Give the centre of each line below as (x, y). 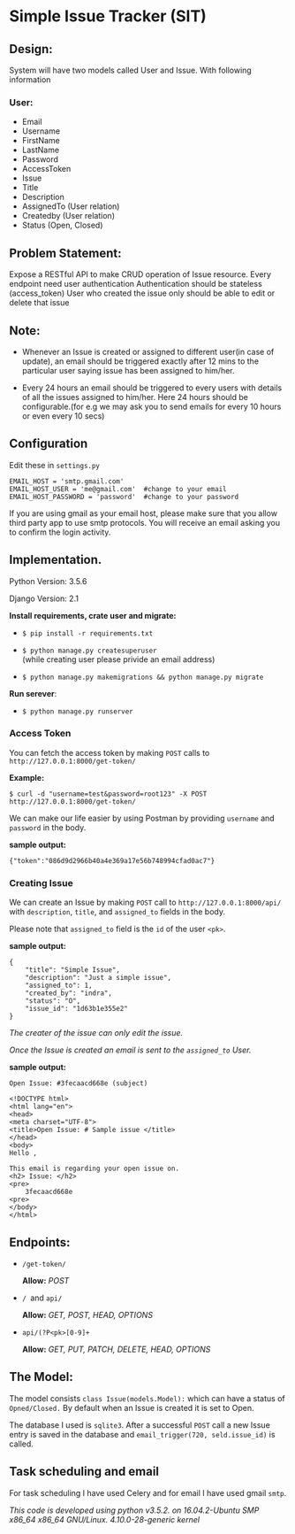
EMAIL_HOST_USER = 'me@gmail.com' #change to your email (118, 489)
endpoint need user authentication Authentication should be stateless (136, 284)
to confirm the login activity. (60, 532)
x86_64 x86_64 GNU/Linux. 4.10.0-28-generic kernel (105, 1519)
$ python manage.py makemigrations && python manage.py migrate (143, 677)
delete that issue (39, 303)
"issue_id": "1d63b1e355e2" (76, 1009)
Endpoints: (40, 1242)
